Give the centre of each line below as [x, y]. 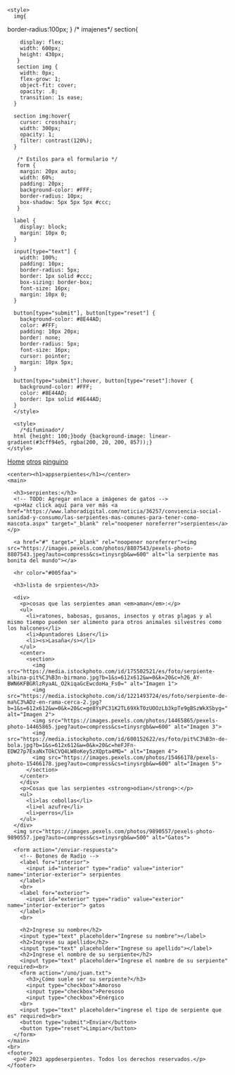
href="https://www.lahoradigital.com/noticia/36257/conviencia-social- [114, 511]
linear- [160, 436]
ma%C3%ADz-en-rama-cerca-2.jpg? [55, 702]
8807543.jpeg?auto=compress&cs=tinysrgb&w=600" [78, 554]
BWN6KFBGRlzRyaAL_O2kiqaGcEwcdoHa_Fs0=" [68, 684]
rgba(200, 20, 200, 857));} [111, 443]
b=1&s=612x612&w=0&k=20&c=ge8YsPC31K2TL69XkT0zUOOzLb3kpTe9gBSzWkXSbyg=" [118, 708]
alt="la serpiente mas [185, 554]
